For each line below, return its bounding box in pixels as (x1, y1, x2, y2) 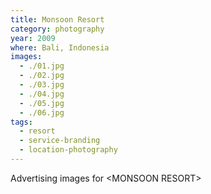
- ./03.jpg (19, 80, 65, 90)
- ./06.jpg (19, 107, 65, 118)
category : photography (10, 24, 105, 34)
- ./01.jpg (19, 61, 65, 71)
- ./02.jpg (19, 71, 65, 81)
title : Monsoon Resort (10, 14, 105, 25)
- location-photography (19, 145, 118, 155)
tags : (10, 117, 33, 127)
